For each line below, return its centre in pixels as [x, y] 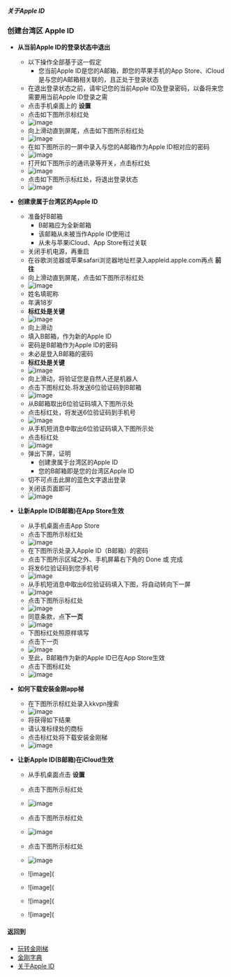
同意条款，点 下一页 [55, 617]
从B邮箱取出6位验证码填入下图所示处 [81, 404]
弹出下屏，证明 [49, 454]
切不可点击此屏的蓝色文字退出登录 [77, 480]
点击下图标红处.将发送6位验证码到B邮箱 [84, 388]
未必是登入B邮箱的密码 [60, 354]
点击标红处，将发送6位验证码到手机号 [82, 412]
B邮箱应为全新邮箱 [65, 225]
